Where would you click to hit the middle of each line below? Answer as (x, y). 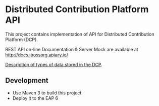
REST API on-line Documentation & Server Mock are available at (72, 49)
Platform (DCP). (21, 40)
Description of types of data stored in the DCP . (54, 64)
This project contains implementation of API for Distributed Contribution (80, 34)
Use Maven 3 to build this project (47, 93)
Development (27, 80)
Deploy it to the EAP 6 (35, 98)
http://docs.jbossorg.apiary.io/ (37, 55)
